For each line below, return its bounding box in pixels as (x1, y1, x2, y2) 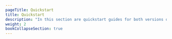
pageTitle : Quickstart (5, 7, 54, 13)
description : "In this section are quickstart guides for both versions (5, 17, 164, 22)
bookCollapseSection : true (5, 26, 63, 31)
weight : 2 (5, 21, 27, 27)
